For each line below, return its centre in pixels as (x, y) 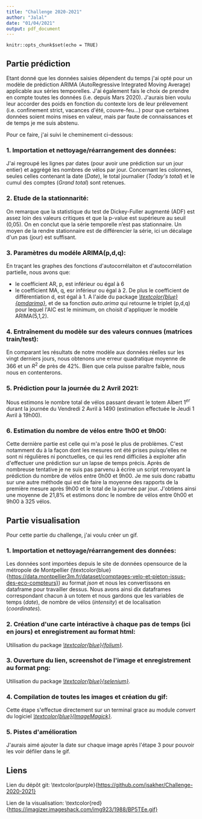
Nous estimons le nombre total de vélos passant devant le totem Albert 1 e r (98, 402)
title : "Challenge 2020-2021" (44, 12)
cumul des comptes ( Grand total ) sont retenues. (66, 183)
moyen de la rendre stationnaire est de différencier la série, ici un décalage (99, 230)
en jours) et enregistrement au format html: (71, 632)
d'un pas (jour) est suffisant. (42, 237)
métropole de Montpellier (38, 570)
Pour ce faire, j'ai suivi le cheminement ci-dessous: (70, 135)
